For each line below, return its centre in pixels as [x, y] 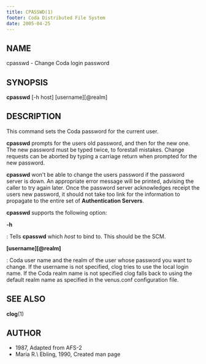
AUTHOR [24, 333]
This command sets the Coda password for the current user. [82, 131]
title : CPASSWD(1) [30, 12]
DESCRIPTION [34, 116]
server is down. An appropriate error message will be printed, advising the [100, 181]
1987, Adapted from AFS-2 [48, 348]
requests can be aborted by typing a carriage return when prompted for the [102, 156]
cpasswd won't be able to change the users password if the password [96, 174]
